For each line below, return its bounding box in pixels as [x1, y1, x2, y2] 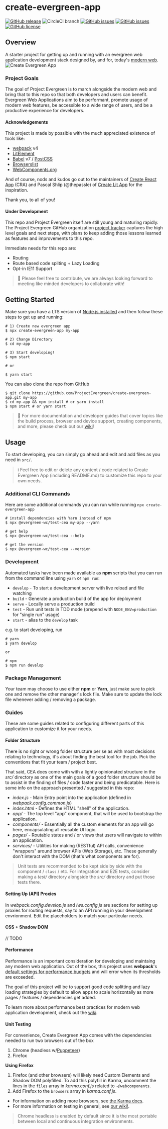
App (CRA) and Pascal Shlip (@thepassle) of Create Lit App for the [5, 182, 143, 188]
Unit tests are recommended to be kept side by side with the [17, 863, 142, 869]
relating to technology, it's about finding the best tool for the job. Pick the [5, 754, 156, 760]
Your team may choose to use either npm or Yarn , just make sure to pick [5, 685, 155, 691]
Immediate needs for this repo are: [5, 245, 77, 251]
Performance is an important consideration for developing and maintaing [5, 958, 155, 964]
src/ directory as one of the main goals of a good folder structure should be [5, 774, 161, 780]
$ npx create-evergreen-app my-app [5, 328, 80, 333]
